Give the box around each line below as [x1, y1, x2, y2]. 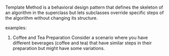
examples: [5, 25, 27, 31]
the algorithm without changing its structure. [5, 15, 98, 21]
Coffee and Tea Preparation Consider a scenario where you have [12, 35, 148, 40]
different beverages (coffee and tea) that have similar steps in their [12, 40, 152, 46]
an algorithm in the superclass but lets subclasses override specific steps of [5, 10, 164, 16]
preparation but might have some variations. [12, 45, 105, 51]
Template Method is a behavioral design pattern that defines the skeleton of [5, 5, 163, 10]
